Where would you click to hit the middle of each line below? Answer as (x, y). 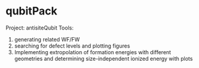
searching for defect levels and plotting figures (72, 46)
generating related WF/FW (47, 39)
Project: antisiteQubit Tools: (40, 28)
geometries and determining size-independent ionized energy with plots (103, 58)
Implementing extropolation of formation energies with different (93, 52)
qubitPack (31, 11)
